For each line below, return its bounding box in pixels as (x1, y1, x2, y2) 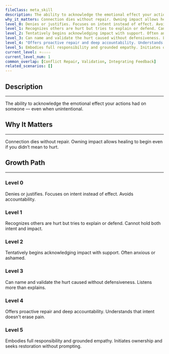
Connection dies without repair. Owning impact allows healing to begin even (5, 138, 163, 144)
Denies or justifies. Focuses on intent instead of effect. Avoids (5, 191, 134, 197)
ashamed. (5, 255, 26, 261)
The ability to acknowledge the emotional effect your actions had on (5, 100, 147, 106)
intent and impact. (5, 225, 43, 232)
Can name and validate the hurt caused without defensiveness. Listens (5, 279, 152, 285)
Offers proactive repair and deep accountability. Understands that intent (5, 309, 155, 315)
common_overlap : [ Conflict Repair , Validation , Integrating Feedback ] (5, 59, 156, 64)
